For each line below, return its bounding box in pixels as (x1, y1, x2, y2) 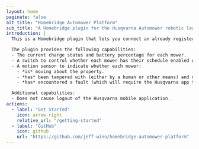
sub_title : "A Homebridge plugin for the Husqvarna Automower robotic (6, 25, 184, 31)
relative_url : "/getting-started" (17, 117, 102, 124)
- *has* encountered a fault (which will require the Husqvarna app (17, 80, 190, 85)
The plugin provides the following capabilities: (11, 47, 136, 53)
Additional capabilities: (11, 90, 76, 96)
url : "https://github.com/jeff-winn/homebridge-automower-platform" (17, 134, 190, 140)
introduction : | (6, 31, 46, 37)
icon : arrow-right (17, 112, 62, 118)
